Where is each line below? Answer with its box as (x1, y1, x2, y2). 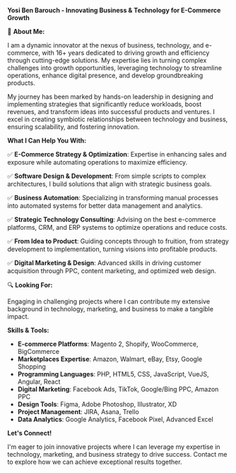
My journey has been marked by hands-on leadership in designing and (7, 92, 213, 101)
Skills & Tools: (7, 326, 49, 334)
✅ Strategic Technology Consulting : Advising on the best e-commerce (7, 216, 216, 223)
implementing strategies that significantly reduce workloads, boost (7, 100, 202, 108)
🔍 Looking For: (7, 281, 53, 289)
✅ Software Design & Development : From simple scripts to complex (7, 172, 206, 180)
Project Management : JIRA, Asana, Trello (17, 408, 139, 416)
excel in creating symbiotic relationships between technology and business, (7, 115, 228, 123)
